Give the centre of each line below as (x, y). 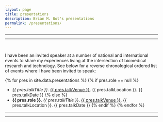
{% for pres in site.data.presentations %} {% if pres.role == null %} (72, 80)
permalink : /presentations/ (33, 23)
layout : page (18, 9)
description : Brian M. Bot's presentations (50, 18)
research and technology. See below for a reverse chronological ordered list (81, 66)
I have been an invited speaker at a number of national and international (77, 55)
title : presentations (27, 14)
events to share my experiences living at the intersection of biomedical (76, 61)
